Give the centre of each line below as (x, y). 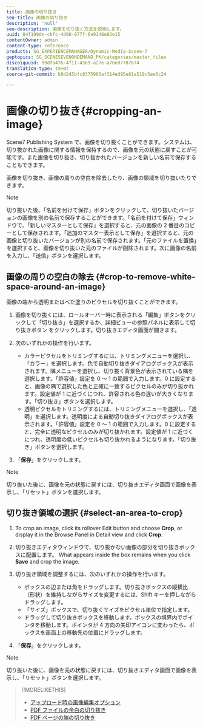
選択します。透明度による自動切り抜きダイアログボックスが (114, 416)
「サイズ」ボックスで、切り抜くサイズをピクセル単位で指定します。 (108, 609)
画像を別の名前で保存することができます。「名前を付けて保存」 (100, 218)
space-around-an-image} (56, 286)
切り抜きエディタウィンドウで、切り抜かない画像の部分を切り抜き (97, 547)
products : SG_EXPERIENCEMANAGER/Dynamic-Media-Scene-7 (77, 52)
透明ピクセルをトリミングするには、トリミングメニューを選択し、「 (108, 409)
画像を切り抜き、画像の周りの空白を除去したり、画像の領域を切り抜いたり (99, 178)
